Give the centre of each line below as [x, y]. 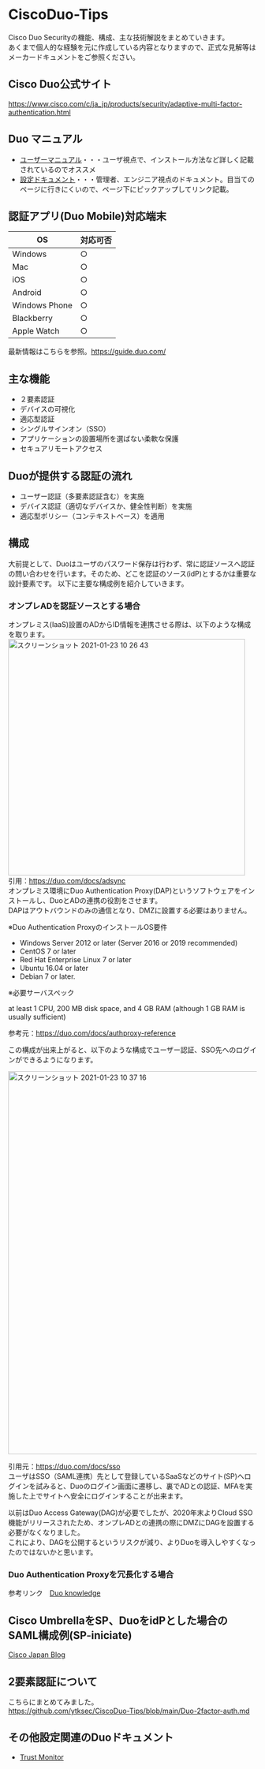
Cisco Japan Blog [37, 1655]
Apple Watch [36, 331]
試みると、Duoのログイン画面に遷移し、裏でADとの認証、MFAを [140, 1486]
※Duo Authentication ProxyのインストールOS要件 [88, 927]
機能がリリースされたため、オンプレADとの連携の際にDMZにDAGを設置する [131, 1523]
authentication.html [39, 112]
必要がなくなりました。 [46, 1532]
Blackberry [32, 319]
